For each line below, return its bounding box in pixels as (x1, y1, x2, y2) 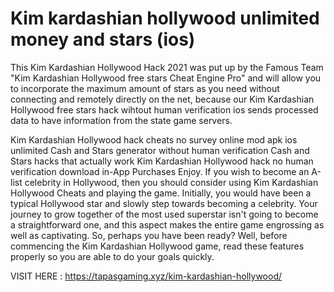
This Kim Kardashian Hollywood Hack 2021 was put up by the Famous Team (10, 61, 324, 73)
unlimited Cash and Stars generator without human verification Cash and (10, 144, 310, 156)
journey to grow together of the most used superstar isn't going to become (10, 208, 319, 220)
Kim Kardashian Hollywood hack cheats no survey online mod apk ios (10, 133, 298, 146)
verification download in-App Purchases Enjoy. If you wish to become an (10, 165, 310, 177)
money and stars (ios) (10, 28, 196, 51)
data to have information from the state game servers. (10, 114, 233, 126)
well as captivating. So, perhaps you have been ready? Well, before (10, 229, 288, 241)
